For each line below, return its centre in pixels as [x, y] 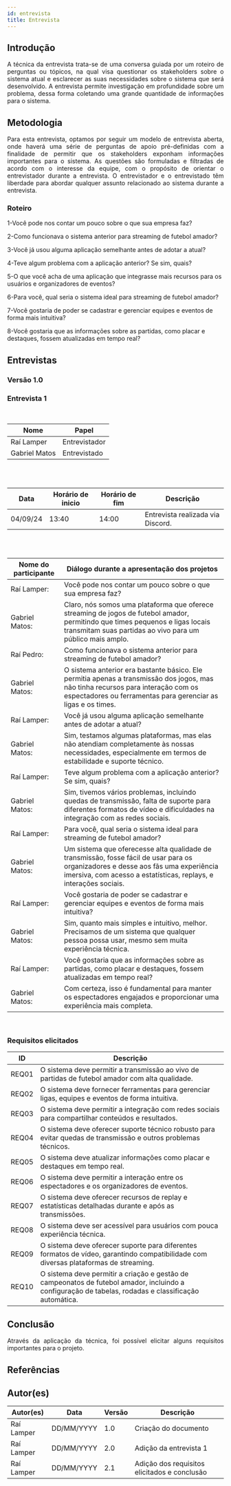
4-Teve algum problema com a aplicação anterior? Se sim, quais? [100, 263]
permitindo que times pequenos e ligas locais [137, 622]
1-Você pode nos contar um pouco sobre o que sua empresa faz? [100, 223]
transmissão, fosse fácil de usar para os [128, 858]
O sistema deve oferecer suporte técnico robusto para [128, 1129]
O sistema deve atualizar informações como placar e [125, 1158]
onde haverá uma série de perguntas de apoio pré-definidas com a [115, 147]
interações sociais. [95, 883]
